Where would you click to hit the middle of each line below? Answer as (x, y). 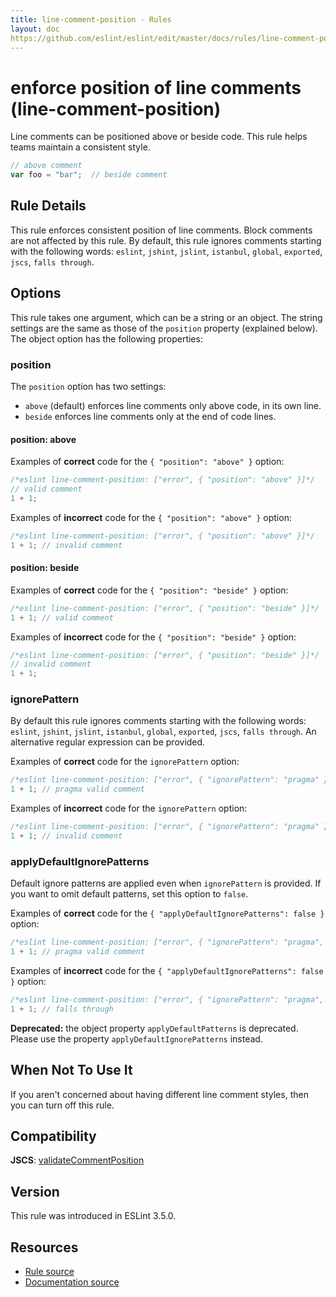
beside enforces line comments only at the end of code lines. (150, 416)
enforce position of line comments (156, 87)
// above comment (46, 166)
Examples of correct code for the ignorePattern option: (125, 762)
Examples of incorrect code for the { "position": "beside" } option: (153, 637)
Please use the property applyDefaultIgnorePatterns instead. (136, 1038)
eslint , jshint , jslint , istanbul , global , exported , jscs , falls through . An (163, 732)
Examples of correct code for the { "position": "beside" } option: (149, 590)
